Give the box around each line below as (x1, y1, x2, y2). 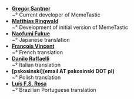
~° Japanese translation (11, 37, 70, 43)
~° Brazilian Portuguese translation (11, 87, 97, 93)
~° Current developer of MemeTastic (11, 11, 101, 18)
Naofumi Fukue (11, 30, 50, 37)
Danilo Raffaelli (11, 55, 50, 62)
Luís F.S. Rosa (11, 80, 47, 87)
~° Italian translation (11, 61, 61, 68)
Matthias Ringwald (11, 18, 59, 24)
